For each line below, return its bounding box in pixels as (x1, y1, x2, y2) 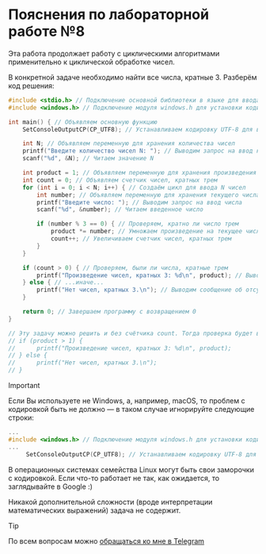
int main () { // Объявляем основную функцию (8, 117, 158, 126)
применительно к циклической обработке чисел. (8, 57, 176, 67)
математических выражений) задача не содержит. (8, 506, 181, 515)
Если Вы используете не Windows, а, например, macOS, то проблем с (8, 396, 245, 406)
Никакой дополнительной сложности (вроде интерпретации (8, 497, 213, 506)
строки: (8, 413, 34, 422)
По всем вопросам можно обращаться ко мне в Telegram (8, 536, 204, 545)
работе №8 (8, 22, 85, 40)
